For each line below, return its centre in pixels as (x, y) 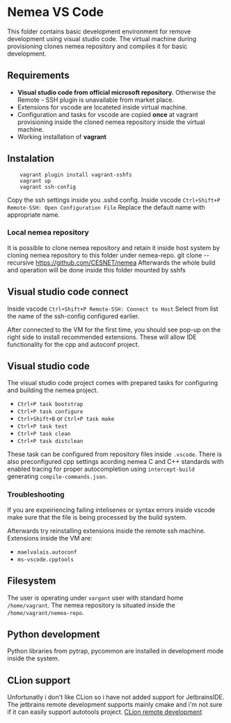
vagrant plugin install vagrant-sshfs (76, 175)
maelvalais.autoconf (47, 552)
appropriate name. (34, 215)
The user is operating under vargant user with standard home (95, 598)
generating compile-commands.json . (57, 476)
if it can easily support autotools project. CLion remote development (105, 712)
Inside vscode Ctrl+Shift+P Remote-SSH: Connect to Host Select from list (113, 309)
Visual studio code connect (68, 292)
